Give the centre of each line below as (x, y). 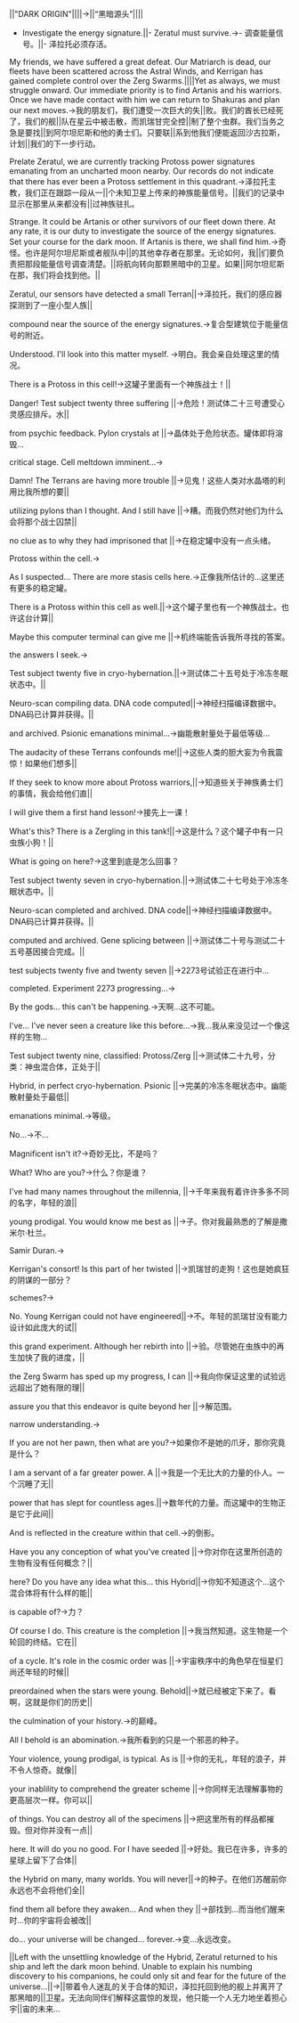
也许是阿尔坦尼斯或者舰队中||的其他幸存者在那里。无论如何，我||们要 (151, 253)
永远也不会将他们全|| (47, 1890)
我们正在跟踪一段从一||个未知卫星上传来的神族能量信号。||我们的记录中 (154, 192)
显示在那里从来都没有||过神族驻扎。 (74, 204)
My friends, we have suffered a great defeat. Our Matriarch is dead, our (140, 62)
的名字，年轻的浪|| (43, 1203)
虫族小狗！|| (32, 842)
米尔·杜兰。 (30, 1232)
